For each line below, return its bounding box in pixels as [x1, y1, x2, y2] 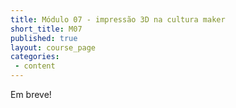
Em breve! [10, 89, 52, 100]
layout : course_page [10, 42, 97, 53]
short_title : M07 [10, 24, 83, 34]
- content [14, 61, 56, 71]
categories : [10, 52, 60, 62]
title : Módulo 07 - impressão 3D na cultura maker [10, 14, 226, 25]
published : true [10, 33, 78, 43]
